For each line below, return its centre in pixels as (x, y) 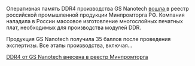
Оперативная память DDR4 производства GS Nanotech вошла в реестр (98, 9)
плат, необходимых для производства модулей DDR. (74, 27)
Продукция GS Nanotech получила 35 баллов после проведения (89, 39)
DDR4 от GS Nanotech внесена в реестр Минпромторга (77, 57)
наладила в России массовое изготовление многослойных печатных (95, 21)
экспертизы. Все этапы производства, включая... (69, 45)
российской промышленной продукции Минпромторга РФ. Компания (95, 15)
